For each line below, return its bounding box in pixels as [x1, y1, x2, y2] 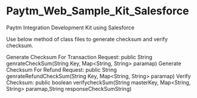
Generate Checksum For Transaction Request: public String [6, 53, 152, 60]
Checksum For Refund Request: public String [6, 66, 118, 73]
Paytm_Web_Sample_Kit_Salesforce [6, 4, 189, 18]
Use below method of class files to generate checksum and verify [6, 35, 168, 42]
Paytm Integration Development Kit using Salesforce [6, 24, 135, 31]
